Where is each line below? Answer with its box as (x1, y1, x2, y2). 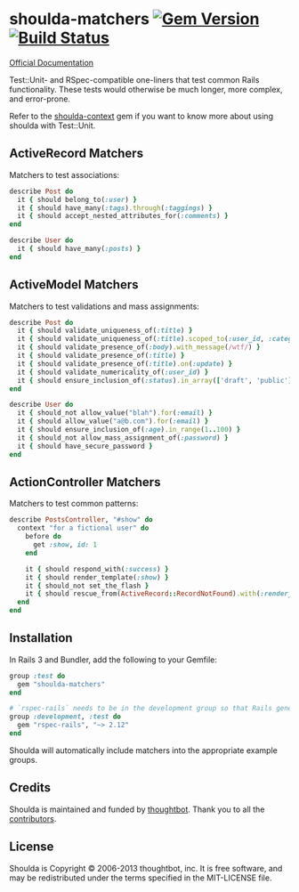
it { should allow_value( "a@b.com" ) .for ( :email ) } (17, 417, 209, 426)
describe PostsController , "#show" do (9, 515, 153, 524)
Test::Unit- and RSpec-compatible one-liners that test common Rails (9, 74, 260, 85)
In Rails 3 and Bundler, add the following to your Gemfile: (9, 654, 218, 665)
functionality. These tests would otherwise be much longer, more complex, (9, 84, 283, 94)
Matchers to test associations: (9, 169, 120, 180)
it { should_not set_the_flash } (25, 581, 149, 590)
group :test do (9, 671, 66, 680)
